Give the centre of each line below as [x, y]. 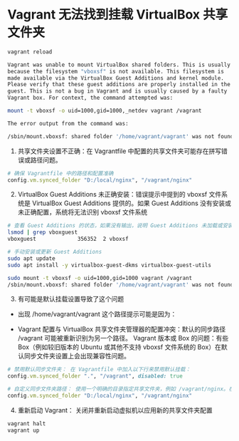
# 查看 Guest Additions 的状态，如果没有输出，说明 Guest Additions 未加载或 [115, 226]
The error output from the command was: [68, 123]
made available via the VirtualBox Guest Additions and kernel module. [116, 78]
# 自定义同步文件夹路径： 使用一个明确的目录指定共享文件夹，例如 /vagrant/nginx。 [118, 389]
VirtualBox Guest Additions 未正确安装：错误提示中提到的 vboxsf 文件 [119, 194]
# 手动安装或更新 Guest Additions [55, 252]
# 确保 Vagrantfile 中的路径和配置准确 [60, 173]
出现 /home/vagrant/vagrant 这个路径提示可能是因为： [97, 314]
